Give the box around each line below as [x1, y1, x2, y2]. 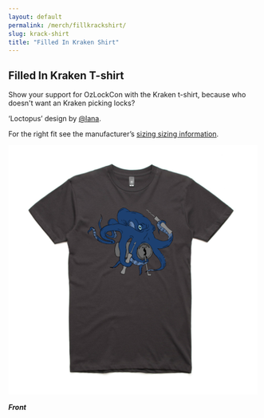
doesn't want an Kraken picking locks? [8, 98, 136, 108]
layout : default [8, 13, 62, 21]
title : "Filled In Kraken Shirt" [8, 38, 120, 46]
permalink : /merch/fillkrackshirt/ [8, 21, 127, 30]
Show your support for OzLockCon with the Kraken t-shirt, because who [8, 90, 246, 100]
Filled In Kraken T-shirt [8, 69, 124, 82]
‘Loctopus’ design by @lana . [8, 114, 101, 124]
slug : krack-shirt [8, 30, 69, 37]
